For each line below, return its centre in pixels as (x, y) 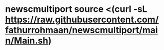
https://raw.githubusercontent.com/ (82, 20)
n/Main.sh (27, 41)
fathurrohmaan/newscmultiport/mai (82, 30)
